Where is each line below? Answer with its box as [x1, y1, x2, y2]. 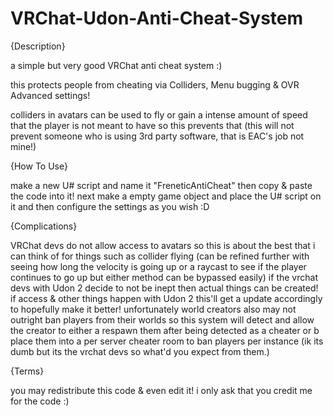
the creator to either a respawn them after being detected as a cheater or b [10, 324, 320, 336]
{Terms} [10, 365, 45, 377]
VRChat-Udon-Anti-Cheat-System [10, 7, 304, 30]
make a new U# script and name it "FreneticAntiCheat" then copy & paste [10, 179, 313, 191]
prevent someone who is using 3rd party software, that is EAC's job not [10, 130, 305, 142]
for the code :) [10, 395, 70, 407]
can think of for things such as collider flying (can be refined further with [10, 250, 310, 262]
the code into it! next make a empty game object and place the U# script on [10, 190, 322, 202]
